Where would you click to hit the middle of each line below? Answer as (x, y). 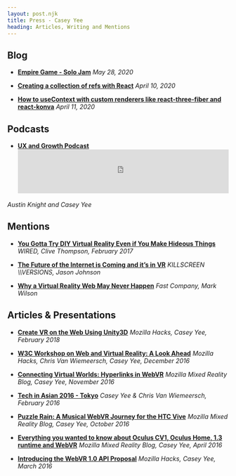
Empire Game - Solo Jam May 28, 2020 (75, 72)
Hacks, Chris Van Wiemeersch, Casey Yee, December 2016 (104, 361)
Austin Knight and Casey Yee (50, 205)
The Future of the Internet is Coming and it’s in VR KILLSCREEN (111, 265)
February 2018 (39, 339)
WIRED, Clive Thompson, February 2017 (75, 251)
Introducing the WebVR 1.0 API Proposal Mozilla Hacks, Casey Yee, (117, 458)
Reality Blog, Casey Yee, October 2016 (73, 424)
